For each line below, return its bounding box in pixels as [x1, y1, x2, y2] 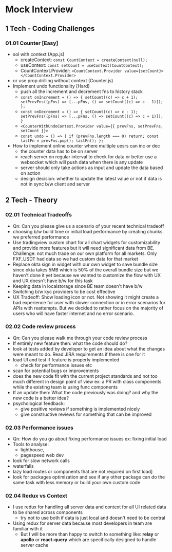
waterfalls [12, 463, 34, 469]
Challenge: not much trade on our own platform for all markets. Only [12, 250, 157, 256]
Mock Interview [5, 4, 73, 15]
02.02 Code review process [5, 323, 76, 330]
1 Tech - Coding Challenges [5, 24, 95, 33]
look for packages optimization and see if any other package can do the [12, 474, 165, 480]
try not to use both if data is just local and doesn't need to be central [20, 515, 165, 521]
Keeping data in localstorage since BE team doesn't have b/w [12, 283, 143, 289]
